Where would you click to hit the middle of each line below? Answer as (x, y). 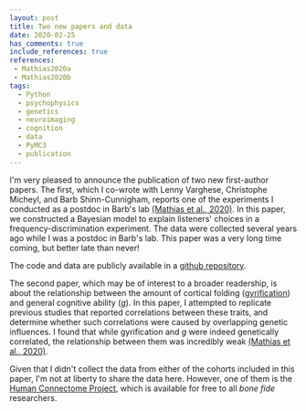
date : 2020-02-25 (42, 35)
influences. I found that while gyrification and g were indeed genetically (144, 332)
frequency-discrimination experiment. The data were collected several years (153, 228)
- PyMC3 (32, 145)
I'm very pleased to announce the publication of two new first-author (139, 180)
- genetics (38, 111)
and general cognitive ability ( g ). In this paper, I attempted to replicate (141, 302)
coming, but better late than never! (74, 248)
